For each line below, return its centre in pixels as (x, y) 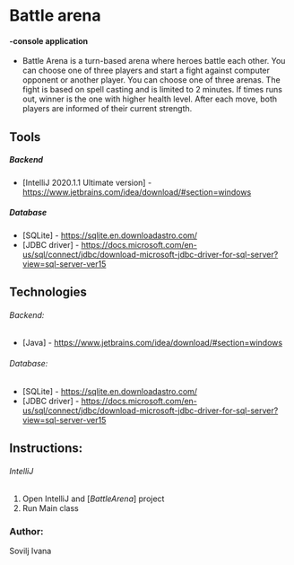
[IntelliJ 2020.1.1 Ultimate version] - (87, 182)
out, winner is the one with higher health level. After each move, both (150, 99)
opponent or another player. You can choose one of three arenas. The (151, 80)
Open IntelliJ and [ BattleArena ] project (93, 499)
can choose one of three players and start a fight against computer (146, 71)
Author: (26, 532)
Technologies (48, 292)
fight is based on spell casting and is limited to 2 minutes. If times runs (152, 90)
